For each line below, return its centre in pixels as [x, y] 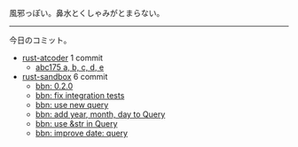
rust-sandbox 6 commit [65, 77]
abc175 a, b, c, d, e [70, 67]
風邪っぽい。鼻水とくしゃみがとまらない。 [87, 13]
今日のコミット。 [40, 40]
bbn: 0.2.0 [54, 86]
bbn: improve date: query [82, 133]
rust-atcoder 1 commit [63, 58]
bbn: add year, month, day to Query [100, 114]
